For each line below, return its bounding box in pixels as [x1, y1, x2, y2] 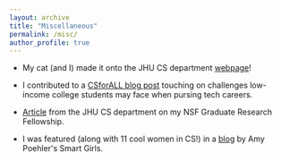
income [21, 89, 51, 100]
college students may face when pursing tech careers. [52, 89, 253, 100]
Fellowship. [21, 116, 64, 127]
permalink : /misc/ [9, 30, 78, 38]
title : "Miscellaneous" [9, 21, 98, 30]
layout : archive [9, 13, 70, 22]
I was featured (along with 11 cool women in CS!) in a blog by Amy [21, 133, 266, 144]
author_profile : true [9, 38, 90, 47]
